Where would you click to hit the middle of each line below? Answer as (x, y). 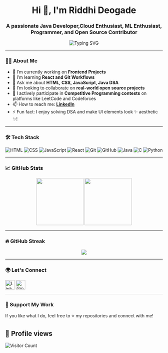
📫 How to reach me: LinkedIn (43, 104)
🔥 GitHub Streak (25, 242)
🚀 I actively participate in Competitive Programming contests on (79, 93)
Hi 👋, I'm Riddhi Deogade (84, 10)
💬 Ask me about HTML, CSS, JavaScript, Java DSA (65, 82)
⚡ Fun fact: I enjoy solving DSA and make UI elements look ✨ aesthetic (85, 111)
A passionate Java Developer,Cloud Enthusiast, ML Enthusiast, (84, 26)
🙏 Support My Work (29, 304)
